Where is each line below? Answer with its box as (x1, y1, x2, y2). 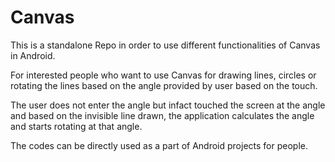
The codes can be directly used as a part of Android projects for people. (10, 139, 308, 151)
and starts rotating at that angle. (10, 120, 143, 132)
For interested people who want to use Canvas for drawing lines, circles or (10, 69, 317, 81)
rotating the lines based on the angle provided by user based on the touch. (10, 79, 318, 91)
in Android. (10, 49, 56, 61)
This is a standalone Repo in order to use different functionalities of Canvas (10, 39, 321, 51)
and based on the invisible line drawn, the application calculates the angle (10, 109, 315, 121)
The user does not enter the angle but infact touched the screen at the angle (10, 99, 326, 111)
